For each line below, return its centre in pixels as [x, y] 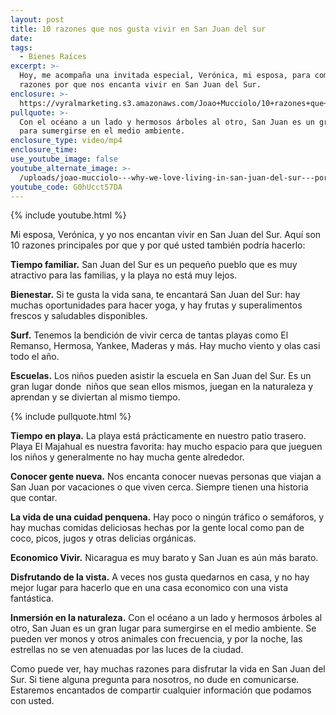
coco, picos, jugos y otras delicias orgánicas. [103, 538]
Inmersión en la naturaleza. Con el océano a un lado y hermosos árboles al [166, 618]
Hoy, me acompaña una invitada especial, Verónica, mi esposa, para [165, 76]
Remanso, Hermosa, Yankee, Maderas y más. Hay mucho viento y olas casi [165, 346]
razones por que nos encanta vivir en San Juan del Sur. [140, 85]
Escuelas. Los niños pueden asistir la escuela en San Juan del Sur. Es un [161, 376]
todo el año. [35, 357]
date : [21, 38]
